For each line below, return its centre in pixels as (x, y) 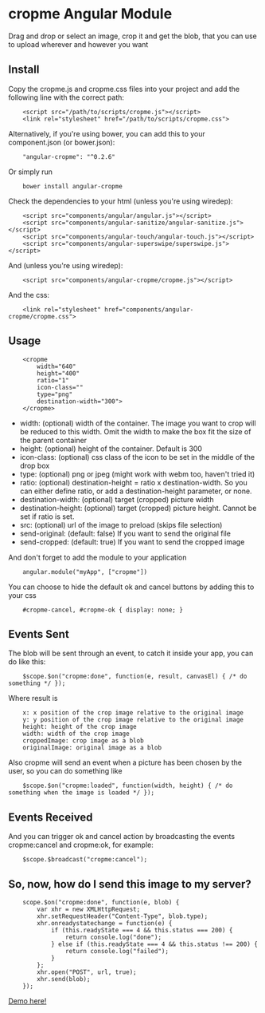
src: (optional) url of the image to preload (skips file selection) (121, 524)
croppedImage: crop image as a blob (84, 741)
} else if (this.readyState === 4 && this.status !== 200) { (154, 944)
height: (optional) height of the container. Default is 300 (111, 449)
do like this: (27, 662)
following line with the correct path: (66, 97)
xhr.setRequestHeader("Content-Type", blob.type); (123, 916)
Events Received (51, 817)
